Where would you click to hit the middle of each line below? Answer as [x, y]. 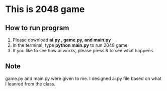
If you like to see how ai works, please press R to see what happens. [83, 51]
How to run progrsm [37, 28]
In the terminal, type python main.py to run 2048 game [70, 45]
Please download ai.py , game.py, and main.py [62, 40]
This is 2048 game [45, 9]
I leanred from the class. [30, 83]
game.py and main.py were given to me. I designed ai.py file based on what [83, 78]
